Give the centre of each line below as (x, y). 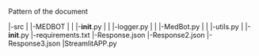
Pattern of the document (48, 11)
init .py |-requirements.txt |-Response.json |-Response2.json (107, 35)
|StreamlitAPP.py (90, 43)
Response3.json (34, 43)
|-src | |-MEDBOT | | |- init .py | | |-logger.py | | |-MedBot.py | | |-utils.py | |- (129, 26)
